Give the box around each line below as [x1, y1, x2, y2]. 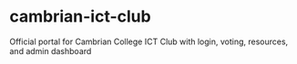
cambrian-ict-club [9, 6, 152, 27]
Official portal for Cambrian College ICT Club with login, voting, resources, [9, 36, 289, 47]
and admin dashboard [9, 45, 92, 56]
